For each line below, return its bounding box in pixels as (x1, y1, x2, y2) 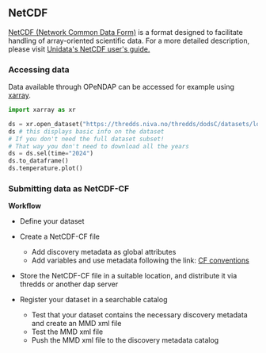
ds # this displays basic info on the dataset (8, 127, 165, 136)
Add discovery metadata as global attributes (31, 247, 177, 257)
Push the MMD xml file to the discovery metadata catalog (31, 336, 219, 345)
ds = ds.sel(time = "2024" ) (8, 150, 93, 158)
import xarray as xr (8, 106, 77, 114)
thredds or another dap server (19, 279, 119, 289)
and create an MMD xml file (31, 319, 122, 328)
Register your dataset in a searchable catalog (19, 295, 168, 305)
